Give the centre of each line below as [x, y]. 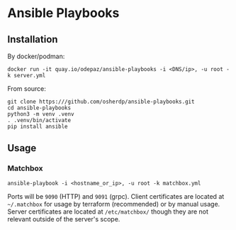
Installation [33, 39]
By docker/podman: [36, 56]
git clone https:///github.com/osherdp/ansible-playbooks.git [101, 102]
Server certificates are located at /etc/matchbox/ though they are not [108, 212]
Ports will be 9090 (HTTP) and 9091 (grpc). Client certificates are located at [116, 196]
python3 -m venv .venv [41, 114]
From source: [27, 89]
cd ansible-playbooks [39, 108]
